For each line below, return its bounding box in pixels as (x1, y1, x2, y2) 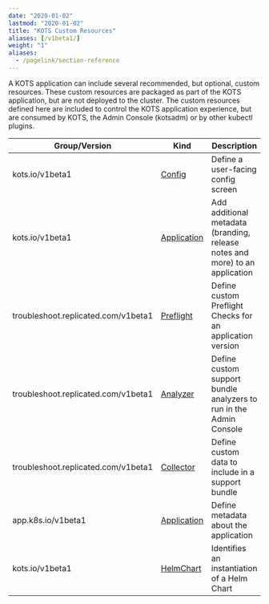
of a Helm (211, 573, 248, 584)
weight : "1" (8, 42, 48, 50)
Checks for (211, 310, 253, 321)
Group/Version (54, 140, 112, 151)
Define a (211, 153, 243, 164)
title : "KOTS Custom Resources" (8, 26, 116, 34)
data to (211, 456, 238, 468)
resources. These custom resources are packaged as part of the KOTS (8, 87, 242, 96)
